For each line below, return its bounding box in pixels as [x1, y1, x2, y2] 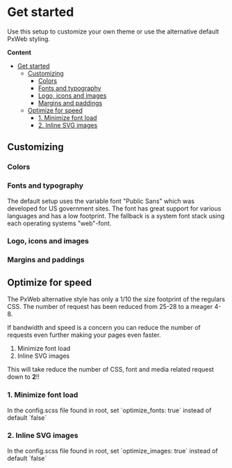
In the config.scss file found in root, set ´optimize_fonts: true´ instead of [7, 406, 212, 414]
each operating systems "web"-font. [7, 219, 112, 227]
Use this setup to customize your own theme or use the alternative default [7, 27, 219, 36]
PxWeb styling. [7, 34, 51, 43]
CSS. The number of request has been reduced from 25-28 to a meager [7, 303, 213, 311]
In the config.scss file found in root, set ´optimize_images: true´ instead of [7, 446, 218, 455]
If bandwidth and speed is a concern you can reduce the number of [7, 324, 201, 332]
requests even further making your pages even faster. [7, 331, 161, 339]
